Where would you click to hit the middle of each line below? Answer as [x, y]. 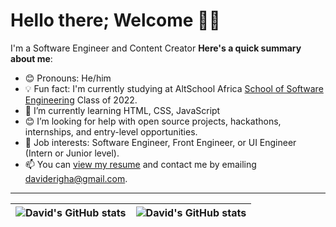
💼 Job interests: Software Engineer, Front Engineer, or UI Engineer [160, 142]
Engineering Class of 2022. [81, 100]
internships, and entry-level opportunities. [111, 131]
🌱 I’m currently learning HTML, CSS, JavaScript [122, 110]
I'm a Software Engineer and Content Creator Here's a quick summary [156, 48]
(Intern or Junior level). [72, 153]
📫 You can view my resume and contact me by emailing [140, 164]
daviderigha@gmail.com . [76, 178]
